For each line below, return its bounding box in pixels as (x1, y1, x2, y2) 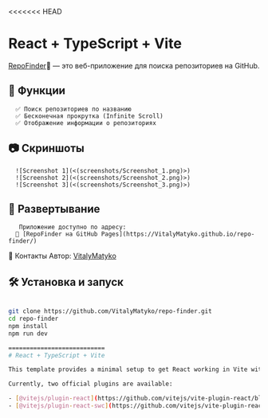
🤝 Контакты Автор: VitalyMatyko (8, 251, 117, 261)
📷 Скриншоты (8, 142, 85, 155)
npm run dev (8, 330, 48, 338)
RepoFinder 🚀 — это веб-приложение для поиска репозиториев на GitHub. (8, 61, 260, 70)
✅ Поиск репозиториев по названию (15, 105, 132, 113)
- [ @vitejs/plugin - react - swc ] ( (8, 402, 112, 410)
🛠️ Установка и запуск (8, 275, 124, 289)
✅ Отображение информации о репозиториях (15, 119, 157, 127)
